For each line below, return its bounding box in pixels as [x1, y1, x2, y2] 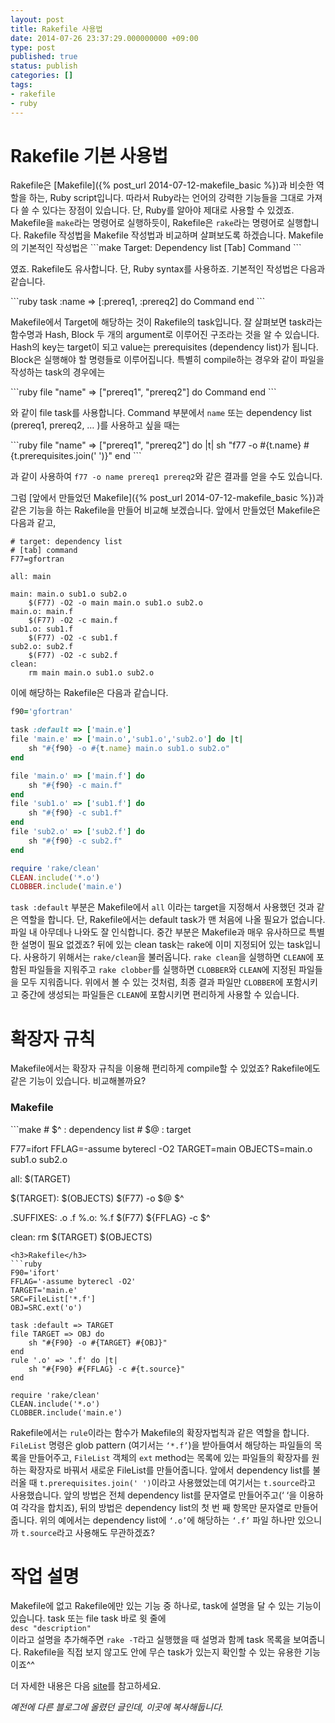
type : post [10, 42, 56, 53]
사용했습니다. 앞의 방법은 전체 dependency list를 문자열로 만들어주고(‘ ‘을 [10, 1489, 298, 1501]
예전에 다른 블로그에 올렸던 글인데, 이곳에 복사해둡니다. [10, 1701, 224, 1713]
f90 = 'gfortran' [10, 707, 74, 717]
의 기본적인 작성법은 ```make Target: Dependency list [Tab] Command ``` [10, 242, 302, 254]
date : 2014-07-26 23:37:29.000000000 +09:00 [10, 33, 199, 43]
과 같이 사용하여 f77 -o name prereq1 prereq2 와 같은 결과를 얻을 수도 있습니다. [10, 471, 323, 483]
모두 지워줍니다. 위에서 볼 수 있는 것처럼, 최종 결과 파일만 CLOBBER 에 [20, 976, 284, 988]
